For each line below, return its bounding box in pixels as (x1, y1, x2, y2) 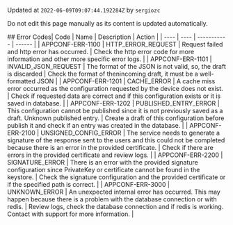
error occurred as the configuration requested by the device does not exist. (7, 85, 224, 92)
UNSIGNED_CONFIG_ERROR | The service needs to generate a (40, 128, 220, 137)
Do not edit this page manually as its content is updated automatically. (7, 19, 209, 27)
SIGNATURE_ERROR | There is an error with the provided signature (7, 158, 198, 166)
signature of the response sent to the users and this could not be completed (7, 136, 225, 144)
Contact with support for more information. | (7, 210, 134, 218)
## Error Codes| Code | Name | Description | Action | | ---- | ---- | (7, 33, 196, 41)
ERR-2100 (7, 128, 36, 137)
